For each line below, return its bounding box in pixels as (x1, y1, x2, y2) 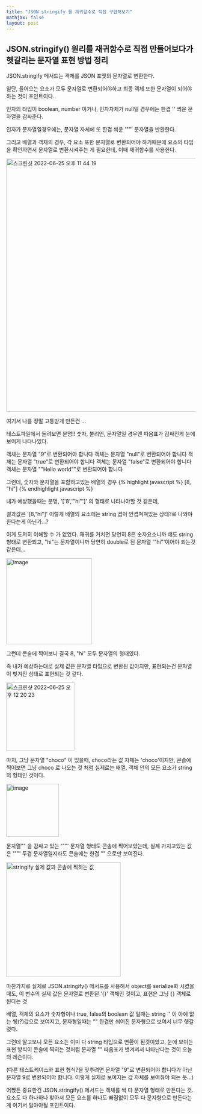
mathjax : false (6, 14, 44, 20)
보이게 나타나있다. (6, 438, 49, 445)
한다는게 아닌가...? (6, 518, 49, 525)
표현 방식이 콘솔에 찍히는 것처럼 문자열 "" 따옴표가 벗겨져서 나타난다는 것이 (6, 1046, 182, 1053)
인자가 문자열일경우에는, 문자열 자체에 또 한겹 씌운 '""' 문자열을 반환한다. (6, 126, 176, 133)
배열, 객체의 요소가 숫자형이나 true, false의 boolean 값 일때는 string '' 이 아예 (6, 1010, 188, 1018)
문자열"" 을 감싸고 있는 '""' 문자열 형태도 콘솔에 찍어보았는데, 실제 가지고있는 (6, 842, 186, 850)
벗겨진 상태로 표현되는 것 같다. (12, 670, 84, 678)
